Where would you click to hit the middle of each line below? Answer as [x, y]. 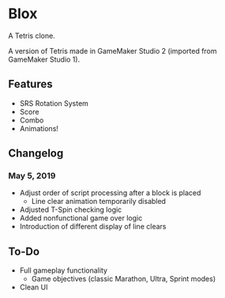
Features [30, 84]
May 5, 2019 [32, 176]
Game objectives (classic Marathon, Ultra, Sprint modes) [124, 279]
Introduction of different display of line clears [93, 227]
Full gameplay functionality [64, 270]
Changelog [36, 154]
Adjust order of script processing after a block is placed [110, 193]
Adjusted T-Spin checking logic [71, 209]
